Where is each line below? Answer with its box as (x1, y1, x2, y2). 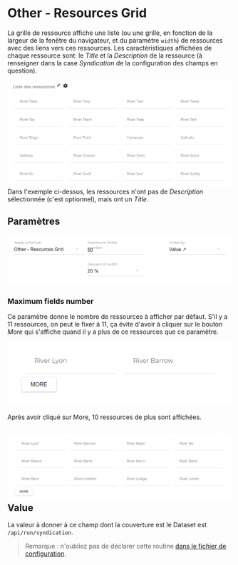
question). (7, 66, 38, 75)
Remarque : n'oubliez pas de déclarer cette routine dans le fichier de (24, 542, 227, 551)
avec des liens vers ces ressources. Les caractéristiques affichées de (7, 43, 212, 52)
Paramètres (7, 216, 61, 228)
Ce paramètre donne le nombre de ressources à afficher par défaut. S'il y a (7, 312, 228, 321)
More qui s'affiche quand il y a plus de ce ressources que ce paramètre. (7, 327, 219, 336)
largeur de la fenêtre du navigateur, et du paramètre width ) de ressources (7, 36, 223, 44)
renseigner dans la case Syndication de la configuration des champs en (7, 58, 219, 67)
